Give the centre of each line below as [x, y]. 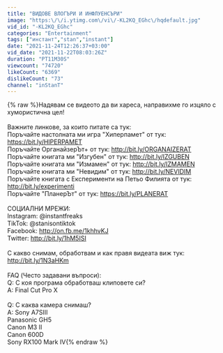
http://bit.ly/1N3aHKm [38, 261]
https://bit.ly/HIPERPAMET [45, 142]
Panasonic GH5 [30, 320]
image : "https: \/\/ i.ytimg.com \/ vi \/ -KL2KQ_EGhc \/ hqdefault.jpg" [104, 20]
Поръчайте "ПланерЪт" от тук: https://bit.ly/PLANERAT [88, 194]
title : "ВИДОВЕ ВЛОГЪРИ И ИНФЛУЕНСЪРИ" [65, 14]
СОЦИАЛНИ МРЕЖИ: [39, 209]
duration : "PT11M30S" [39, 59]
